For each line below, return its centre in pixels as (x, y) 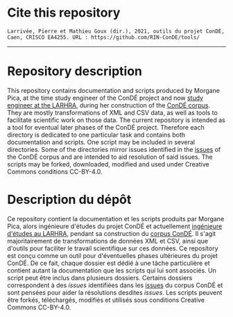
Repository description (75, 71)
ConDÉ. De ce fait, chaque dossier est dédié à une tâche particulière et (109, 263)
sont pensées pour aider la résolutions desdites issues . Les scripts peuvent (115, 292)
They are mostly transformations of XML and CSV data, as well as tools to (113, 112)
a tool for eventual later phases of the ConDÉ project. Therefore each (106, 127)
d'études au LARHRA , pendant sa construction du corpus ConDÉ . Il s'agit (112, 233)
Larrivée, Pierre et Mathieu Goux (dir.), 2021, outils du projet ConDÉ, (116, 31)
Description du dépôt (69, 200)
